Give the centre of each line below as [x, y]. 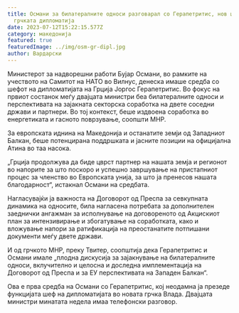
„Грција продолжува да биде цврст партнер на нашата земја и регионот [117, 161]
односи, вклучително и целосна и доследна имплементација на [105, 265]
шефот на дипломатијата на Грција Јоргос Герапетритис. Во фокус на [114, 89]
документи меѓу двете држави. [55, 236]
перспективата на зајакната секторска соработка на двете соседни [111, 104]
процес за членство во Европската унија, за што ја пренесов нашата [112, 177]
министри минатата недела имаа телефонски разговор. [92, 301]
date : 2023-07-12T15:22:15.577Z [55, 27]
